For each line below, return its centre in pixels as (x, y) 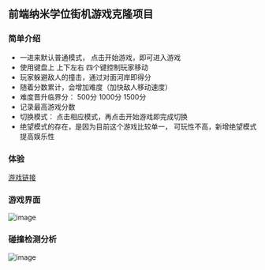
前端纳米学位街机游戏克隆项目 (81, 14)
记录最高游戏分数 (47, 107)
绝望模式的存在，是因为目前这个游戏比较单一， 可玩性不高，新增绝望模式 (138, 126)
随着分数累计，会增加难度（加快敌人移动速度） (95, 87)
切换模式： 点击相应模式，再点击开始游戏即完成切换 (103, 116)
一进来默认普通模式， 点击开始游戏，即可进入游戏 (100, 57)
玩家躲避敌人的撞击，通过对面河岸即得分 (85, 77)
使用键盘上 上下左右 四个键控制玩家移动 (84, 67)
